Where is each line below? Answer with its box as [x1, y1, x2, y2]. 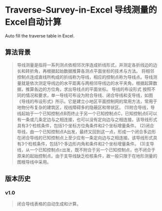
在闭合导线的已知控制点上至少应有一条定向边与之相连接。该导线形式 [16, 134, 153, 141]
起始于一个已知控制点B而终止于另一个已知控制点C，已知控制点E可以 [21, 110, 158, 116]
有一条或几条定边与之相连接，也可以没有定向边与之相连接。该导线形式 [16, 116, 158, 122]
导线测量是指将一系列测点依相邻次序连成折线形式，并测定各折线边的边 [16, 62, 158, 68]
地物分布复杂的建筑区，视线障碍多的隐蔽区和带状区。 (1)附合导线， [16, 104, 151, 110]
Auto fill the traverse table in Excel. [5, 32, 75, 39]
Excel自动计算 [5, 16, 62, 28]
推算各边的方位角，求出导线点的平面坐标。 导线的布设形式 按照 [25, 86, 151, 92]
